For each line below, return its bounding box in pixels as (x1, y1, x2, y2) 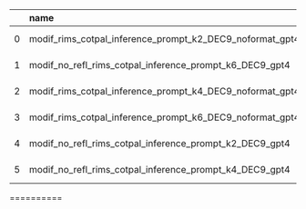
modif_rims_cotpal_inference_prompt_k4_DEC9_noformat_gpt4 (28, 85, 301, 97)
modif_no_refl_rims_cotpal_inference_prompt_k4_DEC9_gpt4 (28, 164, 291, 175)
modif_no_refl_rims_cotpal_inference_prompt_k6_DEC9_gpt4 (28, 59, 291, 71)
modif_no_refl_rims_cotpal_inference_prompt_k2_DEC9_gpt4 (28, 137, 291, 149)
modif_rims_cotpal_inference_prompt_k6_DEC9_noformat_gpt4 (28, 111, 301, 124)
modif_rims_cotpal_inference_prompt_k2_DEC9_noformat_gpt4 (28, 33, 301, 45)
